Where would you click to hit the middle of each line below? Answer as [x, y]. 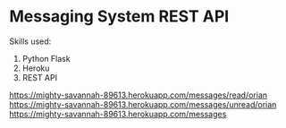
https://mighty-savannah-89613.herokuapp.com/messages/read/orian [139, 95]
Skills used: [30, 41]
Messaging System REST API [119, 17]
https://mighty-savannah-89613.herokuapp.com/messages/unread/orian [143, 104]
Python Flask [46, 58]
